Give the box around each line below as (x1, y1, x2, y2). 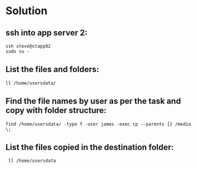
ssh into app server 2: (5, 28, 88, 38)
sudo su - (5, 48, 30, 54)
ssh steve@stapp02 (5, 43, 51, 49)
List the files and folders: (5, 64, 99, 74)
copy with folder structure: (5, 105, 107, 116)
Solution (5, 4, 48, 18)
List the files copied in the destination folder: (5, 142, 174, 152)
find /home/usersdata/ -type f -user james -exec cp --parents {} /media (5, 121, 192, 127)
